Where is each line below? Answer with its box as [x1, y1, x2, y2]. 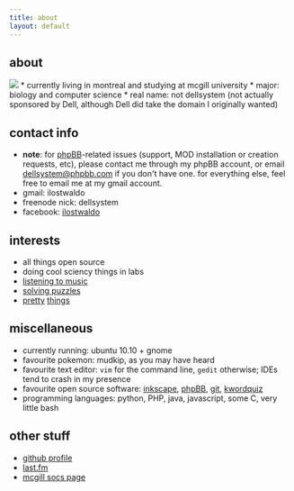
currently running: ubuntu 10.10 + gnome [22, 344, 173, 356]
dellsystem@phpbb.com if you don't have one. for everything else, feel [22, 168, 286, 179]
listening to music [22, 276, 88, 286]
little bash [22, 402, 59, 413]
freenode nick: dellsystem [22, 197, 120, 208]
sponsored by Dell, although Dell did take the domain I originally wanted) [9, 99, 279, 110]
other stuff [9, 429, 71, 444]
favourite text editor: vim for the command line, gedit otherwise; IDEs [22, 364, 279, 375]
